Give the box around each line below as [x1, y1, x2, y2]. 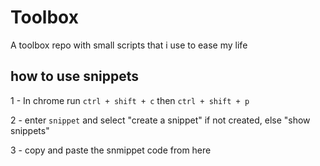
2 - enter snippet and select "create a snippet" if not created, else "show [10, 114, 311, 126]
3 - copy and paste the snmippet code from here [10, 144, 212, 156]
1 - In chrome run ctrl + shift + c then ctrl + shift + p [10, 94, 250, 106]
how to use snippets [10, 68, 139, 85]
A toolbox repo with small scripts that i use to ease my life [10, 39, 248, 51]
